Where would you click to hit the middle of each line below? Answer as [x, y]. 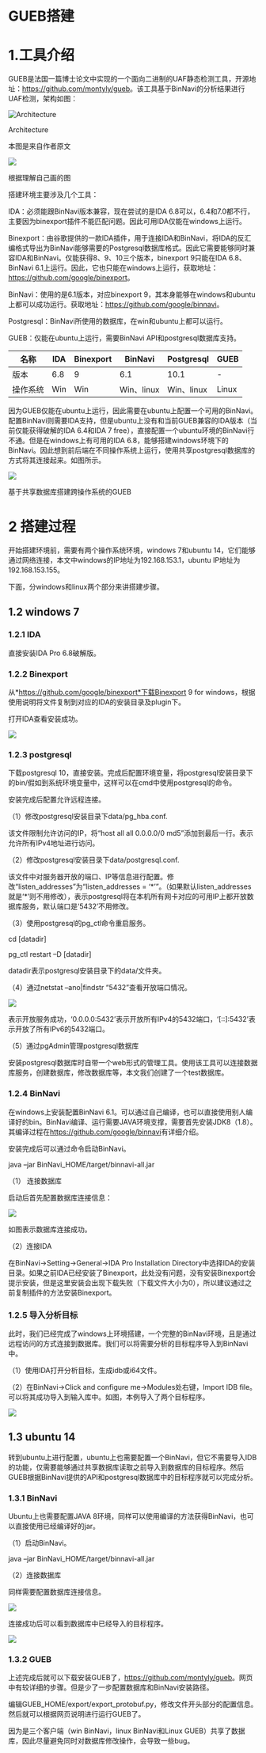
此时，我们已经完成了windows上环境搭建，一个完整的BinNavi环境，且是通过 [132, 1334]
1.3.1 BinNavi [33, 1498]
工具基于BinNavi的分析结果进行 [194, 89]
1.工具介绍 [42, 55]
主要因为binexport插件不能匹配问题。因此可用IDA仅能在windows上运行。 [127, 222]
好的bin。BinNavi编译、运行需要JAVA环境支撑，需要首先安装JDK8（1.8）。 [136, 1121]
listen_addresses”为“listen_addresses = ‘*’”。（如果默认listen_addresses [135, 886]
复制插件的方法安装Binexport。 [65, 1292]
